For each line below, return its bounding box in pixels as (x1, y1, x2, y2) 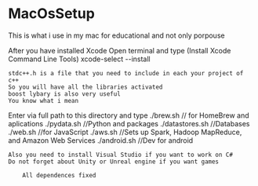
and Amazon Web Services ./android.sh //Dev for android (8, 135, 194, 145)
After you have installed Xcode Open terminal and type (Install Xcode (8, 46, 231, 55)
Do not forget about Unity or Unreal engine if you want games (8, 158, 220, 166)
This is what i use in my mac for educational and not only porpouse (8, 31, 225, 40)
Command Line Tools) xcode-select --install (8, 54, 151, 64)
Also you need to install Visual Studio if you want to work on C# (8, 151, 234, 159)
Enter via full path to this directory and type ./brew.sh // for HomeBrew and (8, 111, 249, 120)
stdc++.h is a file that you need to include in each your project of (8, 69, 244, 77)
